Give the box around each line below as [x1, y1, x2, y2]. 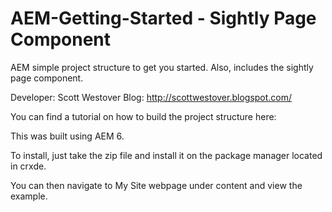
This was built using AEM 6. [10, 130, 125, 142]
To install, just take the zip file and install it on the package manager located [10, 149, 323, 161]
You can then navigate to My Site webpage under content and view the [10, 179, 303, 191]
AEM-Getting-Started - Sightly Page [10, 7, 317, 30]
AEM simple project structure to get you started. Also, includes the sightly [10, 61, 314, 73]
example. [10, 190, 48, 202]
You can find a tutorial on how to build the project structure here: [10, 110, 277, 122]
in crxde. [10, 160, 47, 172]
